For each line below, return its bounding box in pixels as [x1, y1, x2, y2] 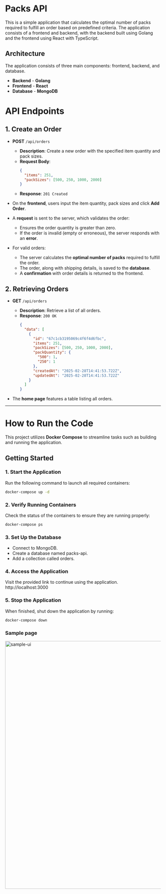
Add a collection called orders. [12, 556, 75, 561]
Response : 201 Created [19, 191, 68, 197]
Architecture [5, 50, 45, 58]
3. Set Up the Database [5, 534, 62, 541]
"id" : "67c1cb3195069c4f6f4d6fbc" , [33, 336, 106, 341]
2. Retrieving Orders [5, 284, 69, 293]
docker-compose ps [5, 522, 43, 527]
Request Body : [19, 158, 51, 164]
